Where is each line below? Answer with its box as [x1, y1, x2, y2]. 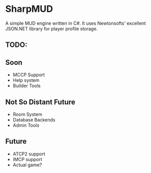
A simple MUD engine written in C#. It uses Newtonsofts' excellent [5, 20, 146, 26]
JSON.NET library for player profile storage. [5, 25, 98, 31]
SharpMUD [5, 3, 53, 15]
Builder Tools [12, 83, 41, 89]
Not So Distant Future [5, 97, 75, 106]
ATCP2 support [12, 150, 45, 157]
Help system [12, 77, 40, 83]
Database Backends [12, 116, 55, 123]
